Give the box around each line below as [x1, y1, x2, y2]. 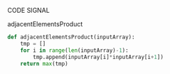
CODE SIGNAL [7, 6, 50, 14]
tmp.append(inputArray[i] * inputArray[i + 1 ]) [33, 53, 164, 60]
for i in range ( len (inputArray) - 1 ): [20, 46, 129, 54]
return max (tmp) [20, 60, 69, 67]
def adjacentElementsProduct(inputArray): [7, 33, 135, 41]
